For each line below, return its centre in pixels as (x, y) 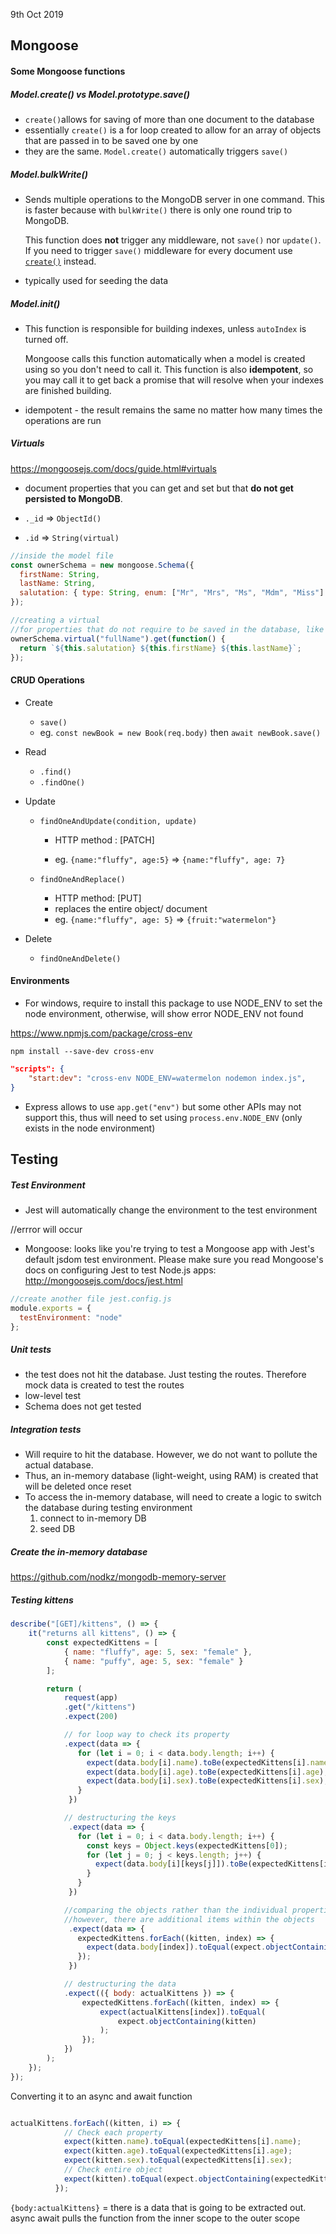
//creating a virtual (55, 620)
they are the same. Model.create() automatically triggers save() (156, 151)
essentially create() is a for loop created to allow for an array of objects (173, 130)
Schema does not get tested (83, 1406)
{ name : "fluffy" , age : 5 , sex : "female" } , (158, 1652)
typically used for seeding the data (96, 280)
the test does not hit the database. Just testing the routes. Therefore (165, 1375)
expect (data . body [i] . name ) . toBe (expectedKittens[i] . (198, 1762)
